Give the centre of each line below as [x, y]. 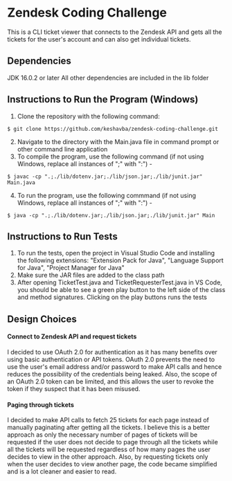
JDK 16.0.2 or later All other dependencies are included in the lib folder [108, 78]
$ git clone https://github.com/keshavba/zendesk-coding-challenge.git [113, 129]
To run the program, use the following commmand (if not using [106, 195]
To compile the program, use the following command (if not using [110, 156]
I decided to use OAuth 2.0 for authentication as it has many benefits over [113, 352]
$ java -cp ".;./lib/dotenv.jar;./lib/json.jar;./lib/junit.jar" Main [111, 215]
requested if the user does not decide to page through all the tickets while [113, 442]
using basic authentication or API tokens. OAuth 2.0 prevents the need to [111, 359]
